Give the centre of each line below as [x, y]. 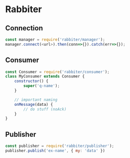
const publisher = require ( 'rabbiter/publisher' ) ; [60, 146]
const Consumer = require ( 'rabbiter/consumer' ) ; [57, 72]
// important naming [36, 100]
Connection [24, 28]
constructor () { [32, 81]
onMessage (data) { [34, 104]
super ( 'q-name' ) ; [41, 86]
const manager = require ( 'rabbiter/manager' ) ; [55, 39]
